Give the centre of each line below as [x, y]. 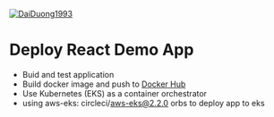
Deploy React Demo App [102, 50]
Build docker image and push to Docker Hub [104, 84]
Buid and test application [68, 74]
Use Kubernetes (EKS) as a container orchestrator [115, 93]
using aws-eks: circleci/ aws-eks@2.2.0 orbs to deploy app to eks [144, 103]
